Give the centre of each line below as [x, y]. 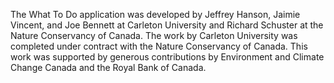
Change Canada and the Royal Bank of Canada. [108, 67]
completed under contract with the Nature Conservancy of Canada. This [159, 46]
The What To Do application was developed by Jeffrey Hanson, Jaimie [155, 14]
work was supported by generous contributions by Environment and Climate [167, 57]
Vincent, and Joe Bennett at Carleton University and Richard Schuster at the [167, 25]
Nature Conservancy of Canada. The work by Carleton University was [154, 35]
